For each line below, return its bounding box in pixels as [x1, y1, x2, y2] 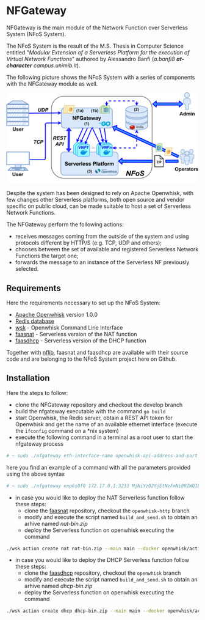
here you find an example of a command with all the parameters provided [6, 463, 191, 471]
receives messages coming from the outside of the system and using [15, 233, 189, 240]
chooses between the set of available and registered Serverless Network [15, 246, 199, 253]
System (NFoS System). [6, 30, 66, 37]
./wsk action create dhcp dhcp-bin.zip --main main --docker [6, 608, 165, 614]
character [6, 62, 32, 69]
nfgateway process [15, 440, 64, 447]
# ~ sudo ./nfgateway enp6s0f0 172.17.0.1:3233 [6, 482, 130, 489]
